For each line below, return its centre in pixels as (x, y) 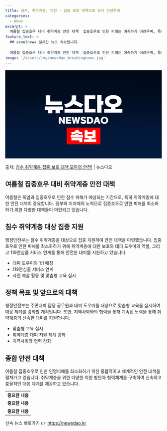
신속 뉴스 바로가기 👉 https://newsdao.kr (46, 423)
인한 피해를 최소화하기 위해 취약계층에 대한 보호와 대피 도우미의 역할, (84, 246)
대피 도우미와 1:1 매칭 (33, 263)
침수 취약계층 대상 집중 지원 (44, 227)
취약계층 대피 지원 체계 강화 (39, 335)
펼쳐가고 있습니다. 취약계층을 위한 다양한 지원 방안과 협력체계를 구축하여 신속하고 (83, 378)
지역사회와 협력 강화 (32, 341)
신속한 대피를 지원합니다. (46, 318)
